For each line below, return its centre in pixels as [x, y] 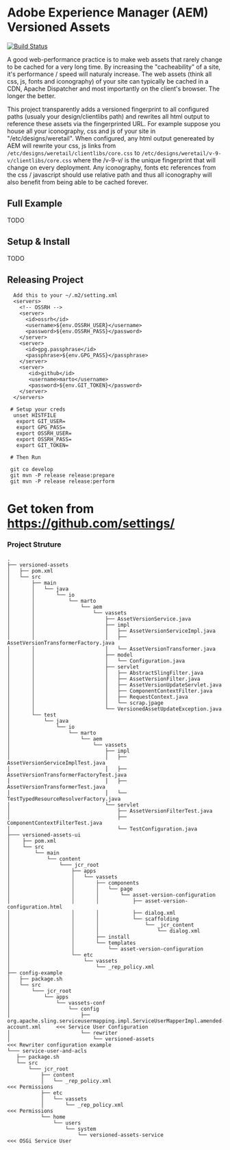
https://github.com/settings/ [91, 523]
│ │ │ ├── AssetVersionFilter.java [104, 679]
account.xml [24, 1027]
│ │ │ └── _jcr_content [101, 925]
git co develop [31, 470]
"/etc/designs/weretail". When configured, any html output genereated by [111, 138]
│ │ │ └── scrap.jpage [86, 703]
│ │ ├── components [73, 883]
